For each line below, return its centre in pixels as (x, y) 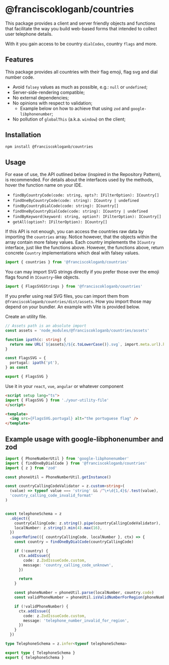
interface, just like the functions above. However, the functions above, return (84, 248)
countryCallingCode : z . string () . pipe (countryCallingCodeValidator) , (88, 523)
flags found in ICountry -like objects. (43, 277)
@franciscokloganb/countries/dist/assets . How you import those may (78, 301)
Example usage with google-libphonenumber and (84, 439)
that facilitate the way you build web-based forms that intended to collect (81, 28)
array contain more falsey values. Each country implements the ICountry (80, 242)
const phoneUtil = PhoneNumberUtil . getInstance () (58, 477)
